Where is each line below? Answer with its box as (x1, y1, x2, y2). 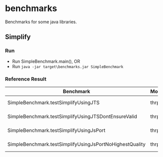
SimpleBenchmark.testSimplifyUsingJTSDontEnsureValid (7, 113, 137, 120)
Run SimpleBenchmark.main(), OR (12, 58, 80, 64)
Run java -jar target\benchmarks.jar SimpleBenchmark (12, 63, 124, 69)
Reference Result (5, 75, 47, 82)
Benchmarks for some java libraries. (5, 19, 77, 25)
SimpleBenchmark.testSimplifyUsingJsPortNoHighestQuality (7, 141, 146, 147)
